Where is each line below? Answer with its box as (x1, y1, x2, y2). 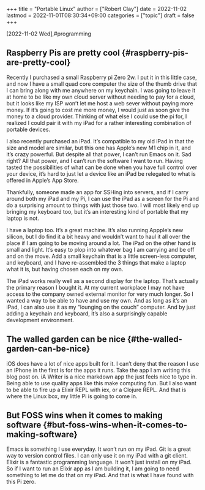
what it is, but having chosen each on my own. (6, 265, 124, 273)
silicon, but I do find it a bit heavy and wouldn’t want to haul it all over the (6, 233, 190, 240)
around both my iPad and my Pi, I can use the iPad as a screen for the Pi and (6, 195, 199, 202)
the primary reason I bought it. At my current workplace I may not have (6, 284, 185, 291)
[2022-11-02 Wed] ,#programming (6, 30, 92, 37)
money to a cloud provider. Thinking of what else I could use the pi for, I (6, 113, 187, 120)
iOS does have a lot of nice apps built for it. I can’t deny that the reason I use (6, 360, 199, 367)
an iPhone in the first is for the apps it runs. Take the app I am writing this (6, 366, 191, 374)
